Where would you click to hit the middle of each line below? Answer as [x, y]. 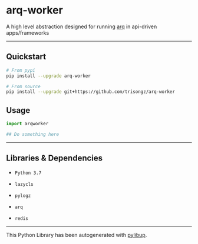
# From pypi [21, 70]
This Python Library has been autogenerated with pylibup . [77, 235]
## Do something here [33, 134]
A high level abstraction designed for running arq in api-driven [82, 26]
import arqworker [27, 124]
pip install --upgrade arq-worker [49, 76]
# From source [24, 86]
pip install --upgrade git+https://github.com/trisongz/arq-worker [91, 92]
